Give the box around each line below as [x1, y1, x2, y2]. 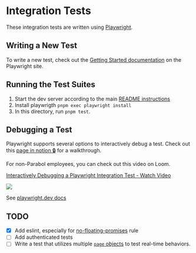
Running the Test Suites [6, 79, 95, 89]
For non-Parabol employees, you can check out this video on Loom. [6, 161, 171, 168]
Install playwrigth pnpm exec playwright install [14, 101, 132, 108]
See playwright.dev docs [6, 194, 67, 201]
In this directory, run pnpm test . [14, 108, 91, 115]
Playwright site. [6, 62, 44, 69]
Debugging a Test [6, 125, 72, 135]
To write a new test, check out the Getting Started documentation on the [6, 56, 181, 63]
